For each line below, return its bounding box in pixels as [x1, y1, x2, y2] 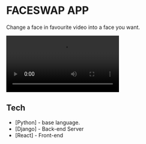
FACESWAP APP [6, 4, 89, 17]
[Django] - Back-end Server [14, 125, 84, 133]
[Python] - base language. [14, 119, 80, 126]
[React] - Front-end [14, 131, 64, 139]
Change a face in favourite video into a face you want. [6, 23, 140, 31]
